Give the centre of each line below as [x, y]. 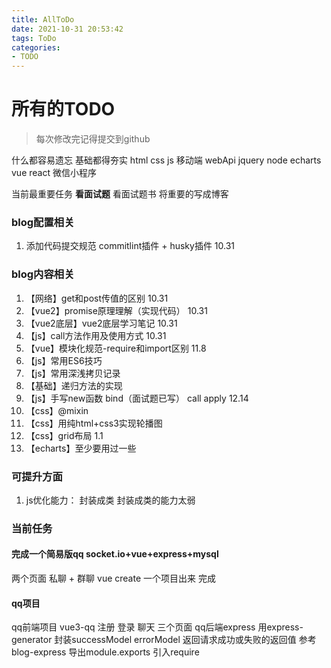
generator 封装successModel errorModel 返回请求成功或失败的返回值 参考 [164, 640]
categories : [36, 47]
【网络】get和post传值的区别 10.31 [97, 298]
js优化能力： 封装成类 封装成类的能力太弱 [110, 500]
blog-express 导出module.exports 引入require [105, 652]
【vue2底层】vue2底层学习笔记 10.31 [101, 323]
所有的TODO [63, 109]
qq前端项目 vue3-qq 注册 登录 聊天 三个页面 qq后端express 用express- [157, 627]
